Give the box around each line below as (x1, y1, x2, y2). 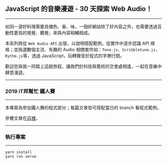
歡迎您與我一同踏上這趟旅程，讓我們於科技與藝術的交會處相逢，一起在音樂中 (5, 63, 162, 69)
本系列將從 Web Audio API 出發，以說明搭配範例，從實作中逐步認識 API (5, 40, 150, 46)
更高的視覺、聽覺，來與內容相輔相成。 (13, 29, 92, 36)
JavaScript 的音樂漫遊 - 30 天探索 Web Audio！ (5, 4, 153, 13)
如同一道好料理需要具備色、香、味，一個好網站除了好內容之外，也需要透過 (5, 23, 158, 29)
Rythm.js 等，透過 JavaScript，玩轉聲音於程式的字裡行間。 (5, 53, 125, 59)
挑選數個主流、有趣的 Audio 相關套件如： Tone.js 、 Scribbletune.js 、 (18, 46, 160, 52)
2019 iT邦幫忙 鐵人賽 (5, 87, 56, 94)
